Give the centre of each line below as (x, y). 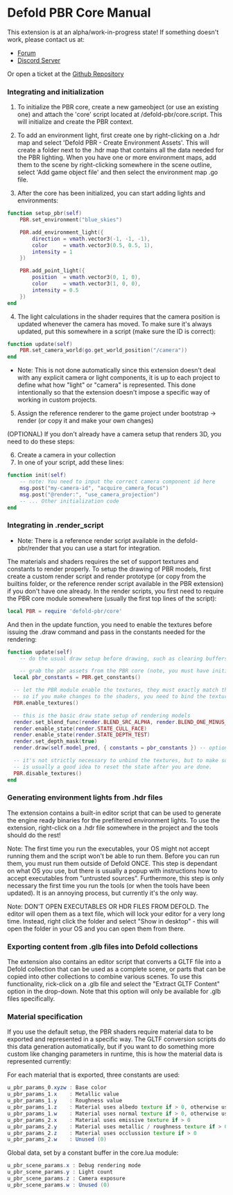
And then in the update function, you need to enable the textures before (110, 624)
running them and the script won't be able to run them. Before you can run (113, 856)
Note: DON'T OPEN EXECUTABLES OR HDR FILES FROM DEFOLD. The (108, 906)
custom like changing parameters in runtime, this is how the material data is (115, 1054)
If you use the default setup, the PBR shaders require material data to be (110, 1032)
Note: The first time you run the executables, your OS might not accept (109, 848)
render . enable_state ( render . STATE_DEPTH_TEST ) (82, 735)
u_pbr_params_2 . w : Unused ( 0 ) (57, 1139)
